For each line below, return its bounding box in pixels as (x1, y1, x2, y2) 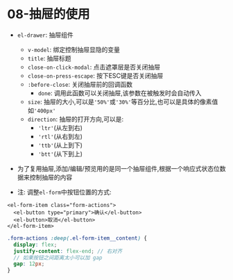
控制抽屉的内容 (29, 173, 73, 181)
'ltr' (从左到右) (37, 123, 83, 132)
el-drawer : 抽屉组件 (17, 31, 74, 39)
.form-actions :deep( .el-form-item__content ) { (7, 234, 148, 242)
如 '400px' (27, 106, 56, 115)
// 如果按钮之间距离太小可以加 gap (13, 254, 103, 261)
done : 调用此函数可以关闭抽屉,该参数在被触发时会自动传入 (37, 88, 202, 97)
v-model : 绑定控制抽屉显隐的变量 (27, 45, 120, 53)
